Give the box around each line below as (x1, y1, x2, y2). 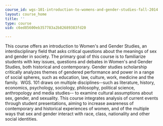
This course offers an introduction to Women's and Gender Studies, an (5, 43, 147, 49)
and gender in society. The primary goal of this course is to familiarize (5, 53, 146, 59)
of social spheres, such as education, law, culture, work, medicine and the (5, 75, 154, 80)
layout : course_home (5, 12, 47, 17)
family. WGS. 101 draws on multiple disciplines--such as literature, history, (5, 79, 155, 86)
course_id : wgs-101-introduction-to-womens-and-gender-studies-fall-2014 (5, 7, 159, 12)
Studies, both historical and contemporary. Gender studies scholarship (5, 64, 147, 70)
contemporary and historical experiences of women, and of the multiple (5, 106, 149, 112)
